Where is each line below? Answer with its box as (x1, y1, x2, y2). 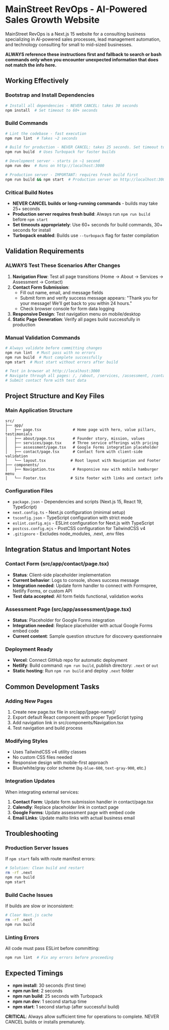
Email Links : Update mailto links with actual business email (12, 815, 135, 821)
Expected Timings (5, 969, 63, 978)
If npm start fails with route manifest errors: (5, 856, 96, 862)
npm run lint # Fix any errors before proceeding (5, 955, 114, 960)
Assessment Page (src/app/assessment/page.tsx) (5, 606, 132, 613)
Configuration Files (5, 487, 53, 494)
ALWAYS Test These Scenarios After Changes (5, 262, 121, 269)
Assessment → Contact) (12, 279, 63, 285)
